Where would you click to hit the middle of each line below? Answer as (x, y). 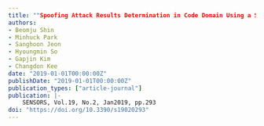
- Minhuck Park (33, 37)
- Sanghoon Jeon (35, 45)
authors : (22, 23)
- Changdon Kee (33, 67)
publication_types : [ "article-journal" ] (75, 88)
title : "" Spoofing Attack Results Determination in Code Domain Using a (130, 15)
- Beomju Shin (31, 30)
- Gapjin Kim (29, 59)
